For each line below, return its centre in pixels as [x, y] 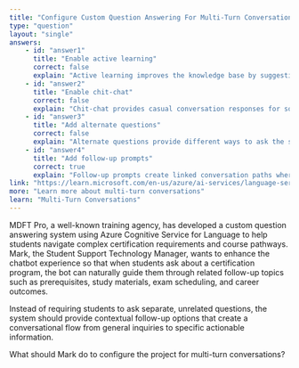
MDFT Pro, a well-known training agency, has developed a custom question [148, 225]
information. [32, 337]
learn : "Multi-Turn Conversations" [75, 200]
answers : [25, 42]
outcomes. [29, 291]
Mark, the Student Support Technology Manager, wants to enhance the [139, 253]
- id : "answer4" [56, 150]
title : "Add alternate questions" [97, 126]
